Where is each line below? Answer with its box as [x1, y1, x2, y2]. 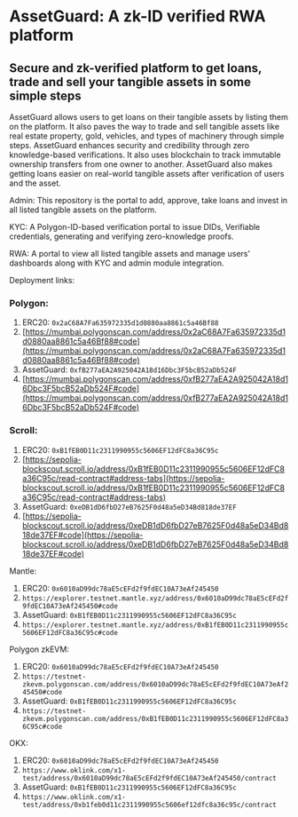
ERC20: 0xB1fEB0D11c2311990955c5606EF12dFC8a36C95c [21, 444, 219, 455]
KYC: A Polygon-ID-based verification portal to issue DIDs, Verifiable [9, 222, 261, 232]
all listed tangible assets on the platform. [9, 204, 157, 215]
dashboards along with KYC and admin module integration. [9, 258, 224, 268]
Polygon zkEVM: [9, 644, 69, 654]
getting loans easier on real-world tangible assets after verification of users [9, 169, 285, 178]
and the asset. [9, 178, 62, 188]
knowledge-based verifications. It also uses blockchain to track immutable [9, 149, 281, 160]
